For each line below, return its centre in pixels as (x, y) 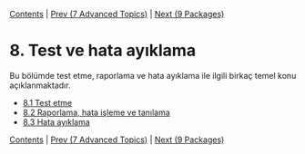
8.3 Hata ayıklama (56, 121)
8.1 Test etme (47, 102)
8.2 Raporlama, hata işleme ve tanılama (96, 112)
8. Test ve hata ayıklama (103, 51)
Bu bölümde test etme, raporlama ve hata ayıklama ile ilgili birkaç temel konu (153, 75)
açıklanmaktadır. (40, 85)
